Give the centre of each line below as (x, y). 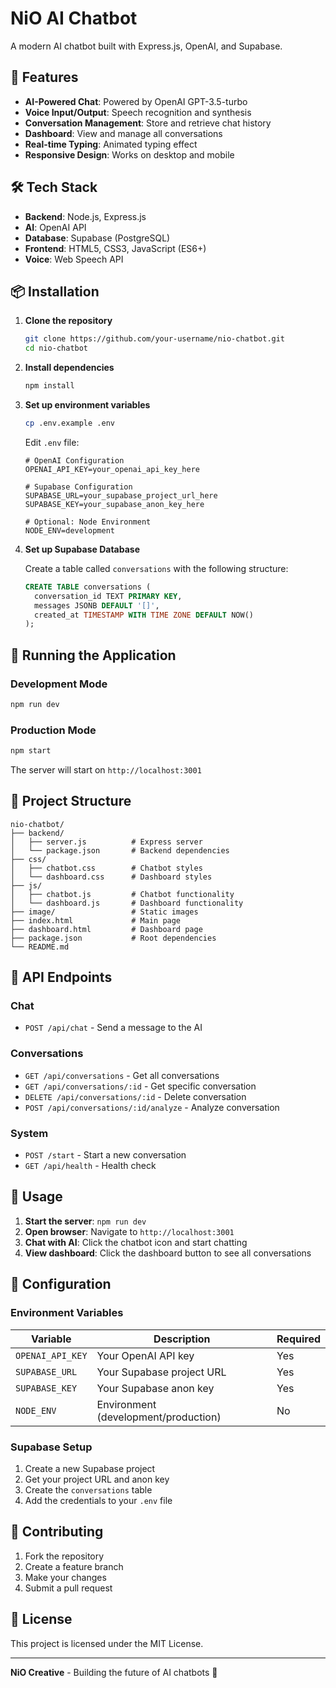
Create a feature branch (74, 1566)
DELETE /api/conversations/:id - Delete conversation (135, 1096)
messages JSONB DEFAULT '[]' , (97, 605)
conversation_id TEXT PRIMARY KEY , (108, 596)
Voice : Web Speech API (74, 259)
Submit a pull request (68, 1588)
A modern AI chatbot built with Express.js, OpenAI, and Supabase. (146, 46)
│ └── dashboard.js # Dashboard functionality (127, 903)
